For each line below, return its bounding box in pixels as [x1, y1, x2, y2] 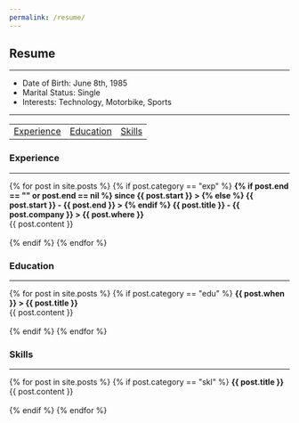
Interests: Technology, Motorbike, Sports [21, 97, 172, 108]
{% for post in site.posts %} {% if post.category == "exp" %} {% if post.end [9, 180, 289, 191]
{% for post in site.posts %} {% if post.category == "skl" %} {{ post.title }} [9, 377, 285, 387]
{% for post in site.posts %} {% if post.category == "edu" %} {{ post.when [9, 289, 285, 299]
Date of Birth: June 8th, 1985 [21, 77, 128, 89]
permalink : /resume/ [9, 12, 86, 22]
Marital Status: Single [21, 87, 101, 98]
